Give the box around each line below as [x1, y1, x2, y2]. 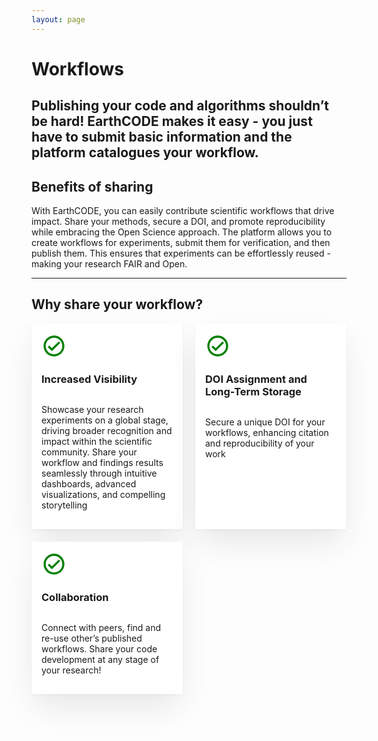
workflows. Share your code [41, 643, 158, 655]
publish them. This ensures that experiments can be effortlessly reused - [31, 247, 331, 260]
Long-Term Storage [205, 384, 302, 398]
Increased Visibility [41, 372, 138, 386]
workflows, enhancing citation [205, 427, 329, 439]
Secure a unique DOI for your [205, 416, 326, 428]
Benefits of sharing [31, 178, 154, 195]
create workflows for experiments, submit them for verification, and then [31, 237, 331, 249]
